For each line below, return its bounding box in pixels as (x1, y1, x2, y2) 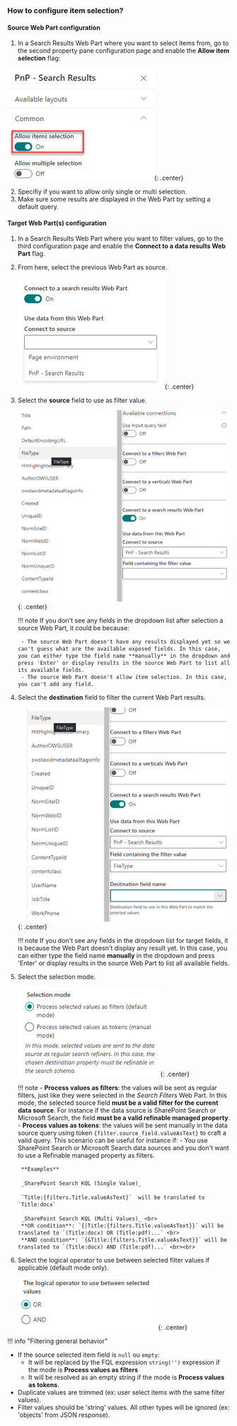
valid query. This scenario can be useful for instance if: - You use (17, 1136, 208, 1144)
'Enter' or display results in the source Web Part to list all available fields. (17, 958, 230, 967)
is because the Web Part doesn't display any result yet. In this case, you (17, 944, 228, 952)
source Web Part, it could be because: (17, 623, 129, 632)
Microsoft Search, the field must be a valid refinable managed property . (17, 1113, 231, 1122)
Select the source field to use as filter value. (17, 396, 147, 405)
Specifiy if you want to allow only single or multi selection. (17, 187, 187, 196)
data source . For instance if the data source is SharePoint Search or (17, 1106, 216, 1114)
